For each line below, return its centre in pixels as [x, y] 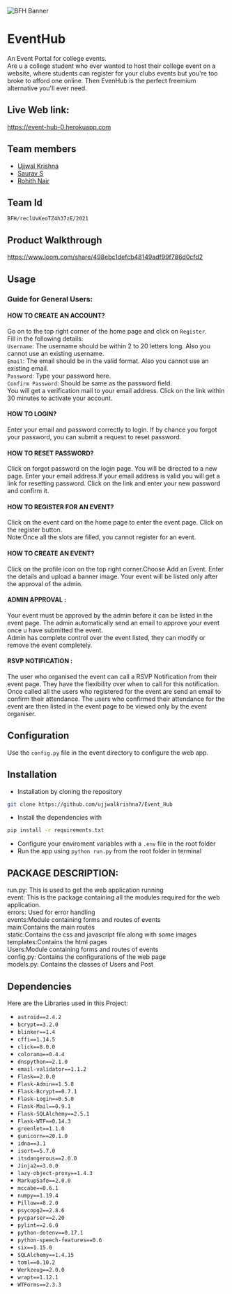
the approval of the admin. [45, 583]
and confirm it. [28, 491]
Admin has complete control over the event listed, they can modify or [106, 637]
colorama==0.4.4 [41, 1054]
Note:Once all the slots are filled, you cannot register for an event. [102, 537]
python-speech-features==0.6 [60, 1240]
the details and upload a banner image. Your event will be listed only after [113, 576]
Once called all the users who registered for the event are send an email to [114, 691]
